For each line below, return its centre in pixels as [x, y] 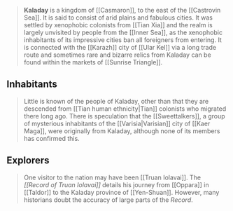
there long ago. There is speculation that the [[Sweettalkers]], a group [124, 116]
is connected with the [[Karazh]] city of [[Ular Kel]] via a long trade [120, 47]
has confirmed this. [51, 138]
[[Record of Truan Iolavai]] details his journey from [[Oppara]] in [116, 184]
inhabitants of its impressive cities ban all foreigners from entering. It [122, 40]
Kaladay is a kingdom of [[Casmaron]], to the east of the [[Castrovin [122, 10]
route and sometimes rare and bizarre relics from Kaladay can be [117, 55]
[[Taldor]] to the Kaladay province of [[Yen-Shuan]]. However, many [121, 192]
